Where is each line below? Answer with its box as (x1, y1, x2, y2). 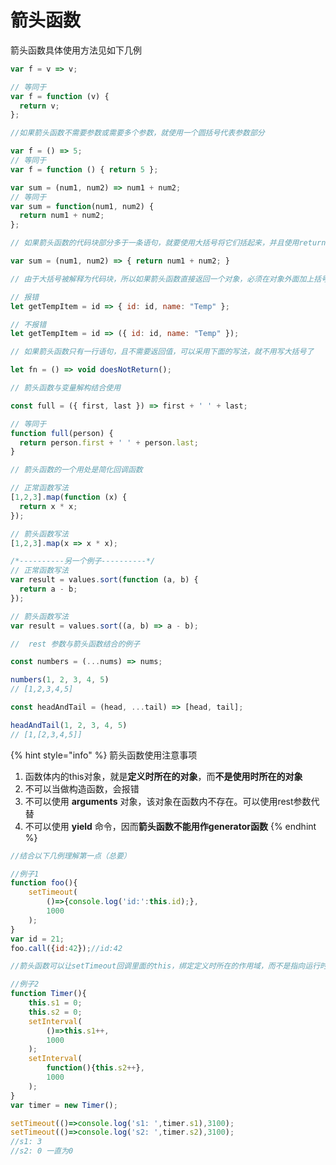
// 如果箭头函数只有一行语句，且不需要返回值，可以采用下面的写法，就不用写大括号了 (10, 347, 315, 357)
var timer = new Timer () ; (10, 1100, 118, 1110)
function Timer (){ (10, 989, 87, 999)
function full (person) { (10, 428, 114, 438)
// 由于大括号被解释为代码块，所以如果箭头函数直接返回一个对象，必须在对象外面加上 (10, 274, 315, 284)
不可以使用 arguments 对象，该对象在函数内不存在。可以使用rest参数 (24, 795, 312, 807)
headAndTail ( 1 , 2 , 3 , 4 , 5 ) (10, 720, 128, 730)
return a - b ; (19, 584, 78, 595)
